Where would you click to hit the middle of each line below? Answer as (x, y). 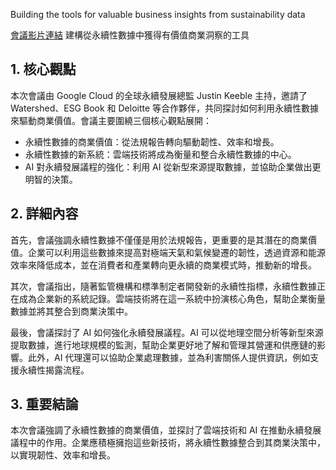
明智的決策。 (51, 179)
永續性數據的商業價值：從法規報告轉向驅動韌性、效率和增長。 (152, 141)
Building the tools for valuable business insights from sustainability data (158, 14)
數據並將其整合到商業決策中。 (71, 311)
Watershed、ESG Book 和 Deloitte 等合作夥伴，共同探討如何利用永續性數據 (165, 108)
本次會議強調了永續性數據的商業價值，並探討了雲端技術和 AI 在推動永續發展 (166, 430)
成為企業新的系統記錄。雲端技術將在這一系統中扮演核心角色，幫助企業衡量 (172, 298)
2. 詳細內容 (44, 214)
